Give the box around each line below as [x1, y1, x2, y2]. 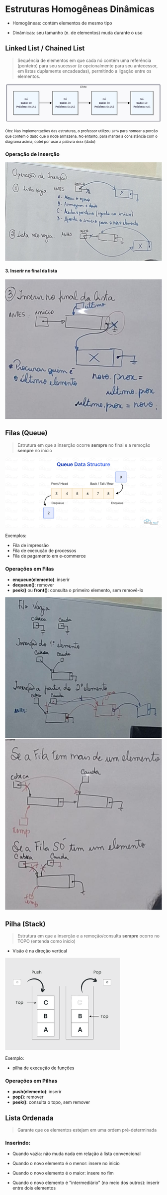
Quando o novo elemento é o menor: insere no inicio [12, 1161, 120, 1167]
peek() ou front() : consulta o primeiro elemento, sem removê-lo [12, 587, 144, 593]
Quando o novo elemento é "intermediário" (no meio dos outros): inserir [12, 1180, 160, 1186]
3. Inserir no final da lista [5, 268, 57, 274]
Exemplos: [5, 533, 26, 539]
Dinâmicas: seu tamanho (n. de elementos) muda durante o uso [12, 29, 143, 35]
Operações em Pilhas [5, 1077, 58, 1084]
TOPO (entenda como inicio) [17, 938, 76, 944]
